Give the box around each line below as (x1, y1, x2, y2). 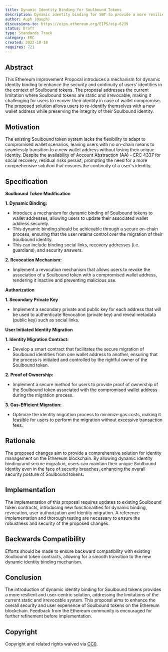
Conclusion (5, 573, 42, 581)
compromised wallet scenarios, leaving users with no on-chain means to (5, 141, 155, 148)
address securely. (12, 221, 49, 227)
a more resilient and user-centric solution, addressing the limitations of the (5, 592, 159, 598)
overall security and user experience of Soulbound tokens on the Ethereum (5, 602, 160, 608)
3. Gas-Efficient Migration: (5, 402, 62, 408)
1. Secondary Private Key (5, 296, 58, 303)
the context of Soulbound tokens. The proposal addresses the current (5, 87, 149, 93)
